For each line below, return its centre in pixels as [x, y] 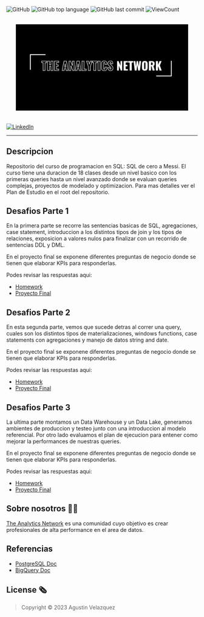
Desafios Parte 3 [39, 407]
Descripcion [30, 152]
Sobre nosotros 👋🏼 [42, 508]
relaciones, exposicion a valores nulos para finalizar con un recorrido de [97, 239]
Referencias [30, 549]
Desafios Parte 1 [37, 211]
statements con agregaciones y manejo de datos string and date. [87, 340]
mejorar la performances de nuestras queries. [64, 441]
